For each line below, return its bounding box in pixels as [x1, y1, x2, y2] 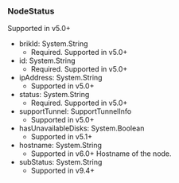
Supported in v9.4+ [30, 165, 95, 176]
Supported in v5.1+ [30, 132, 93, 142]
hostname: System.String [18, 141, 103, 150]
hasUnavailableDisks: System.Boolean [18, 123, 145, 133]
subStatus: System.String [18, 158, 103, 167]
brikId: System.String [18, 39, 88, 49]
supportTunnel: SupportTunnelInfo [18, 107, 132, 116]
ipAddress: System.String [18, 73, 103, 83]
